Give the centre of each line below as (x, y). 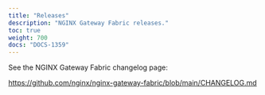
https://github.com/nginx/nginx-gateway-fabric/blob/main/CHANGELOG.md (132, 83)
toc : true (25, 30)
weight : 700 (28, 38)
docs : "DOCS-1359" (39, 45)
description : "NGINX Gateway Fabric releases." (89, 23)
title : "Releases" (39, 15)
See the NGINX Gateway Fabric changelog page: (88, 67)
